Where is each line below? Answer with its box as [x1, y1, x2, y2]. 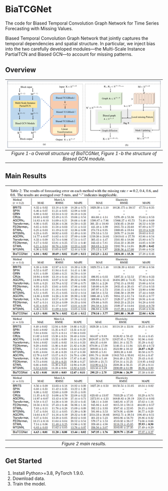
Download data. [12, 475, 45, 481]
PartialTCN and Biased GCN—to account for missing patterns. [5, 51, 133, 57]
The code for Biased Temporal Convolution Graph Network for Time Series [5, 20, 159, 26]
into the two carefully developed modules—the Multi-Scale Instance [5, 46, 145, 52]
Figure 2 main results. [61, 441, 106, 447]
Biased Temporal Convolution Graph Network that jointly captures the [5, 35, 148, 41]
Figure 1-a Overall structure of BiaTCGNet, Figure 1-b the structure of [11, 151, 157, 157]
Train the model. [12, 480, 46, 486]
